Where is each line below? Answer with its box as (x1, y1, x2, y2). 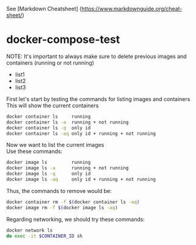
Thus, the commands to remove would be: (6, 187, 112, 194)
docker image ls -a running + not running (6, 165, 129, 171)
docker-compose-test (6, 33, 120, 47)
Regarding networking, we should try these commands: (6, 215, 145, 223)
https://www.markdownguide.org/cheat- (81, 5, 183, 12)
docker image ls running (6, 160, 91, 166)
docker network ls (6, 227, 53, 234)
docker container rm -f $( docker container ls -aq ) (6, 199, 140, 205)
